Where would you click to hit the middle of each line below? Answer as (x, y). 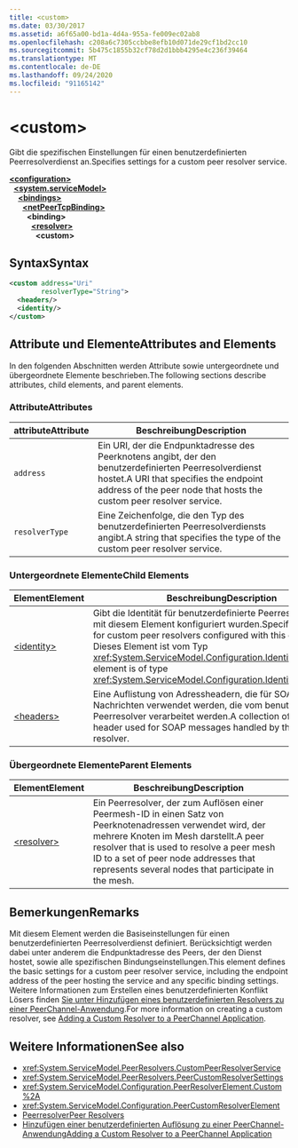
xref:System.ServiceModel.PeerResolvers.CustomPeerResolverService (151, 1068)
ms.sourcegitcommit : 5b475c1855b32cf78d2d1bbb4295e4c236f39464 (129, 51)
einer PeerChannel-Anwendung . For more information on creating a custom (146, 1009)
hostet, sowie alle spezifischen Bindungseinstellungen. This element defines (147, 962)
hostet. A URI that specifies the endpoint (180, 479)
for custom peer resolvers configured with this (189, 636)
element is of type (130, 669)
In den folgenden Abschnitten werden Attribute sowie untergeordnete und (144, 366)
